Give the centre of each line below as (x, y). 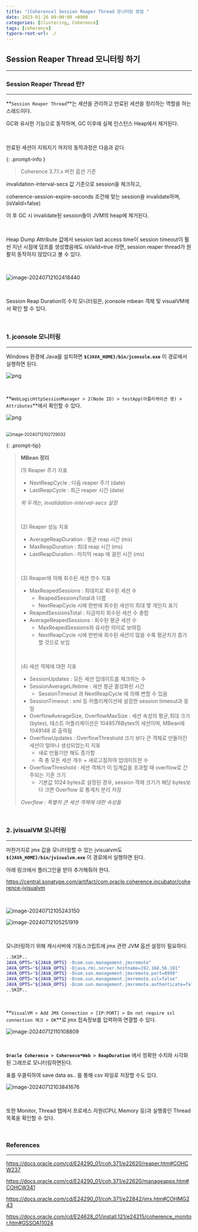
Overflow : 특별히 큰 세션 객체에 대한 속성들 (71, 802)
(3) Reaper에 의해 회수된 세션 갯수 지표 (65, 578)
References (23, 1145)
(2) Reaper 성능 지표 (44, 526)
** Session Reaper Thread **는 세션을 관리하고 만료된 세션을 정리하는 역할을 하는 (99, 103)
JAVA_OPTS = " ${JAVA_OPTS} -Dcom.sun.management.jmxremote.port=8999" (92, 973)
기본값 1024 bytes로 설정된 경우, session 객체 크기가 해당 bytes (112, 782)
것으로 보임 (57, 642)
